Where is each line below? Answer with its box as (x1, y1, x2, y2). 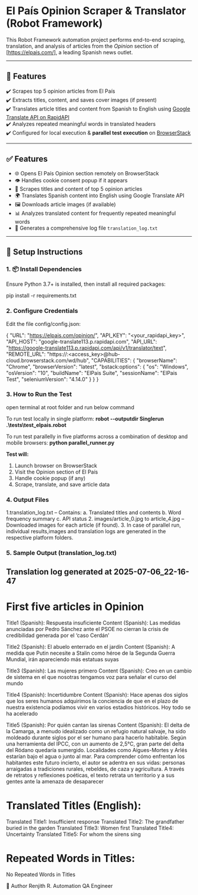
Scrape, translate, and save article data (14, 481, 110, 488)
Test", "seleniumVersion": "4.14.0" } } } (6, 375, 99, 383)
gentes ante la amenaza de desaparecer (6, 778, 104, 785)
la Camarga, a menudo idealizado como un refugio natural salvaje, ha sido (6, 728, 186, 735)
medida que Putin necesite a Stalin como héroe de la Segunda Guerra (6, 649, 176, 656)
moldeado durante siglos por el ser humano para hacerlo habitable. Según (6, 734, 187, 742)
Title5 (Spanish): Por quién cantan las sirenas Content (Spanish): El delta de (6, 721, 190, 729)
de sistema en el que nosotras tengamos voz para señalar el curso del (6, 674, 177, 681)
